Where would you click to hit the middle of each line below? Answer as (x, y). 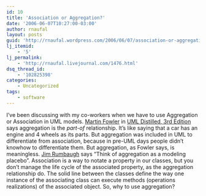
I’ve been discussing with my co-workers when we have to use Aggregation (102, 115)
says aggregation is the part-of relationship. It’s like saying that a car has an (102, 128)
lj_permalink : (25, 58)
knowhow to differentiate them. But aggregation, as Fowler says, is (90, 147)
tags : (13, 92)
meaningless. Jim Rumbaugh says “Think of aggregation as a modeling (96, 154)
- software (31, 97)
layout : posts (25, 35)
